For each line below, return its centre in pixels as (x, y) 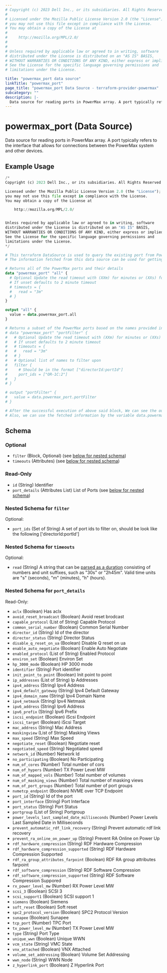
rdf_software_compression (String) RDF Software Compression (76, 870)
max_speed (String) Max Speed (43, 738)
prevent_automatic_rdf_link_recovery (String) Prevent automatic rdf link (86, 827)
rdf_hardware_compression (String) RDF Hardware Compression (77, 843)
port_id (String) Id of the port (42, 796)
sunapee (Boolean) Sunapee (41, 917)
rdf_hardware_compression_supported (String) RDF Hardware (74, 849)
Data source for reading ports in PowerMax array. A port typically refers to (81, 140)
